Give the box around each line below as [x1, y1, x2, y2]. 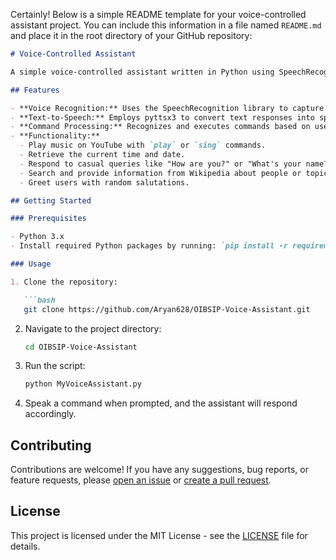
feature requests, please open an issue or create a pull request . [10, 474, 272, 486]
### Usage [10, 259, 52, 269]
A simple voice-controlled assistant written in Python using [10, 67, 275, 77]
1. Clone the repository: [10, 277, 118, 287]
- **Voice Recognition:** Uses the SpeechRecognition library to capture [10, 103, 325, 113]
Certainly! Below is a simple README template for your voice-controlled [10, 9, 307, 20]
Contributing [10, 437, 92, 454]
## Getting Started [10, 195, 92, 206]
